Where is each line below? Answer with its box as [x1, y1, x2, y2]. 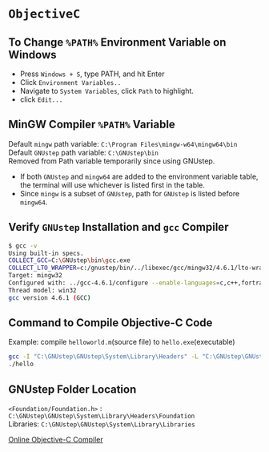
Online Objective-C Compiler [8, 435, 103, 444]
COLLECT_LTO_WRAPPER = [8, 264, 81, 272]
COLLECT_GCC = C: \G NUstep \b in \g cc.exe [8, 256, 130, 264]
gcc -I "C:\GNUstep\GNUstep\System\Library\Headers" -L [8, 353, 199, 361]
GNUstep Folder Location [8, 382, 137, 396]
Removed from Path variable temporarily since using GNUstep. [8, 155, 215, 166]
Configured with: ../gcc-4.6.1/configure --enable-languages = [8, 279, 220, 287]
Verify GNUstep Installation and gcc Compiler [8, 220, 229, 234]
